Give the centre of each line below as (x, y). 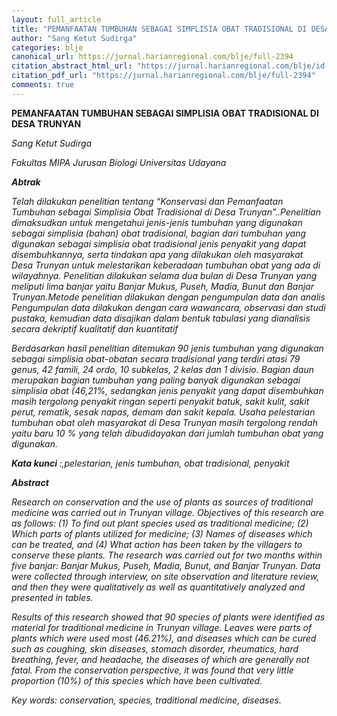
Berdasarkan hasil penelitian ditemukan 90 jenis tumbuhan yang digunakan (167, 348)
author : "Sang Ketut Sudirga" (74, 38)
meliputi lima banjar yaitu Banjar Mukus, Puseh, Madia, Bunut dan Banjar (162, 286)
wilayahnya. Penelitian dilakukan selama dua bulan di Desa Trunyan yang (164, 275)
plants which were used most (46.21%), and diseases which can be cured (164, 638)
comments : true (43, 85)
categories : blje (47, 47)
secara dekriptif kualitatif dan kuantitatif (95, 328)
